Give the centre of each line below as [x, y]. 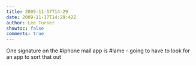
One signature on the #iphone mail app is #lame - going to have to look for [98, 51]
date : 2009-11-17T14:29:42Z [41, 17]
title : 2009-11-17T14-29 [37, 12]
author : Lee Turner [31, 23]
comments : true [25, 34]
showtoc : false [25, 28]
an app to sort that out [34, 57]
